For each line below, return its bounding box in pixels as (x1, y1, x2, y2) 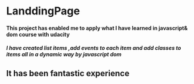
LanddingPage (6, 4, 80, 18)
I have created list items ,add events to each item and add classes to (6, 44, 181, 52)
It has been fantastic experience (6, 68, 130, 79)
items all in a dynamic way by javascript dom (6, 51, 122, 58)
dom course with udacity (6, 31, 70, 38)
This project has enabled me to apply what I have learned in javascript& (6, 24, 188, 31)
